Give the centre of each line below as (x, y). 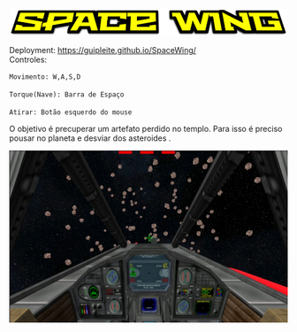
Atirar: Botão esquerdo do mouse (71, 112)
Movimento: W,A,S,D (45, 77)
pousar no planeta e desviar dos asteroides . (90, 138)
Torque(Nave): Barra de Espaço (67, 95)
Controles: (28, 60)
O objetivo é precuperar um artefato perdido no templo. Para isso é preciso (146, 129)
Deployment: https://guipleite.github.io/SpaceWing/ (103, 50)
